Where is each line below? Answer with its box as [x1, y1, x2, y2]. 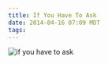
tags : [8, 26, 26, 34]
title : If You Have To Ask [8, 11, 97, 20]
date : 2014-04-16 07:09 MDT [8, 19, 101, 27]
